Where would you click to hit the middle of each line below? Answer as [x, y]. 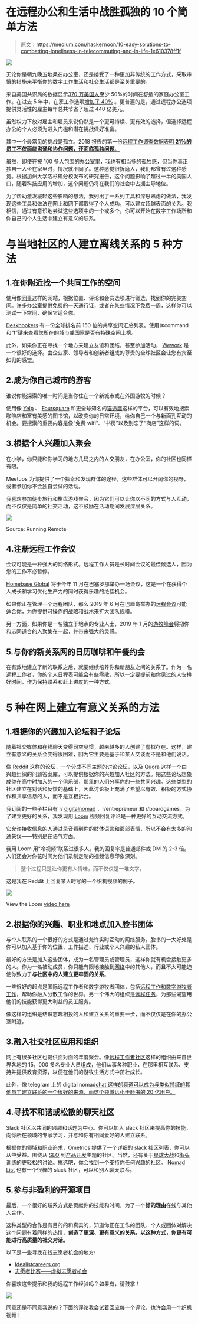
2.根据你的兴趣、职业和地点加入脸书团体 [80, 924]
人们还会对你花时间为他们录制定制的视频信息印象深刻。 [73, 856]
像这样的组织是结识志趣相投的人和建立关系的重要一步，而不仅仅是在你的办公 [99, 1014]
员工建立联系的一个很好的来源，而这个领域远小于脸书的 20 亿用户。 [93, 1092]
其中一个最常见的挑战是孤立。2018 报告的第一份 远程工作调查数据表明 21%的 [99, 141]
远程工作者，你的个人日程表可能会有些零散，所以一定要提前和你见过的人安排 [99, 674]
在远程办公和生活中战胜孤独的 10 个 [92, 12]
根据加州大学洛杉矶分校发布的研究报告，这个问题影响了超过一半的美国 [101, 176]
